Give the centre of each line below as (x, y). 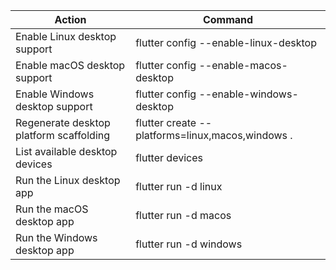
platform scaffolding (63, 135)
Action (70, 19)
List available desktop (66, 151)
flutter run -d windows (189, 244)
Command (228, 19)
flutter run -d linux (179, 186)
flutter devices (169, 157)
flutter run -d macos (183, 215)
